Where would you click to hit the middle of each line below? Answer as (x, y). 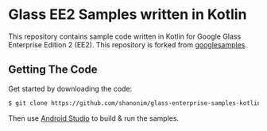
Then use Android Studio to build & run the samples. (94, 118)
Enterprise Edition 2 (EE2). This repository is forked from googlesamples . (128, 44)
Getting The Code (53, 70)
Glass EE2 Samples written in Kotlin (128, 15)
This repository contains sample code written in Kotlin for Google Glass (125, 36)
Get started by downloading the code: (70, 88)
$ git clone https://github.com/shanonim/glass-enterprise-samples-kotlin (135, 103)
